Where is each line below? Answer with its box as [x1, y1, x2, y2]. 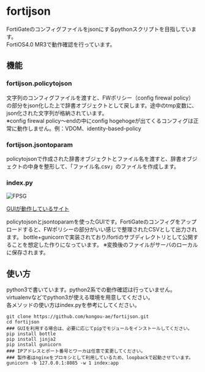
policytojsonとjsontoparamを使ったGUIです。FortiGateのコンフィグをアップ [6, 218, 197, 225]
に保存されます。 [6, 249, 49, 256]
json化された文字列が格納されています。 [6, 109, 108, 117]
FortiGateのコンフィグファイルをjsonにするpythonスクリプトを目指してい [6, 25, 192, 33]
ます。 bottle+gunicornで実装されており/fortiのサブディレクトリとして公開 [6, 233, 193, 241]
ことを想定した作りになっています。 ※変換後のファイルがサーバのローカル [11, 241, 198, 249]
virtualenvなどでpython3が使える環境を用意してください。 [6, 293, 154, 301]
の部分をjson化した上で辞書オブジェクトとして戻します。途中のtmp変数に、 [6, 101, 198, 109]
